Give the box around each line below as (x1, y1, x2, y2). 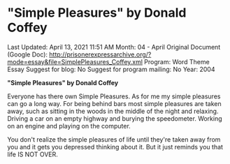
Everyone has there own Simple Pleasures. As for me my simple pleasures (7, 92, 221, 100)
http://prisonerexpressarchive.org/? (48, 50, 152, 59)
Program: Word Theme (144, 57, 210, 66)
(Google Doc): (7, 50, 48, 59)
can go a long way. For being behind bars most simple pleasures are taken (7, 99, 222, 107)
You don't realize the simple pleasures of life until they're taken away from (7, 135, 221, 144)
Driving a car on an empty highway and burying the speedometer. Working (7, 114, 222, 123)
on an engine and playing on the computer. (7, 121, 131, 130)
